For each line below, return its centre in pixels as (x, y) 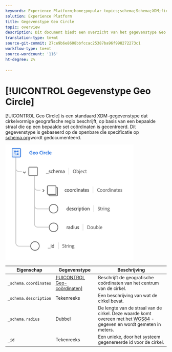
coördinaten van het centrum (128, 283)
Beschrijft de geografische (126, 277)
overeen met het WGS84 (124, 319)
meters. (106, 330)
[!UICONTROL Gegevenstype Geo (78, 91)
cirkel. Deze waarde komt (125, 314)
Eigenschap (29, 270)
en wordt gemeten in (139, 324)
